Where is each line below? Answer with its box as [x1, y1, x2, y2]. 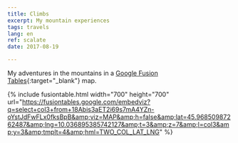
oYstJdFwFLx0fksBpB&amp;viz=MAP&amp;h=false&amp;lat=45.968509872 [7, 113, 231, 121]
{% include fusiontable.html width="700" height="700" [7, 90, 170, 98]
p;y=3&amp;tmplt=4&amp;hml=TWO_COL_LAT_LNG [7, 128, 160, 136]
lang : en [7, 30, 33, 38]
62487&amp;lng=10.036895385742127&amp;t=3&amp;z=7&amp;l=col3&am [7, 120, 229, 128]
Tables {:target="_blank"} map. [7, 76, 97, 85]
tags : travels [7, 23, 50, 30]
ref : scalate [7, 37, 46, 44]
